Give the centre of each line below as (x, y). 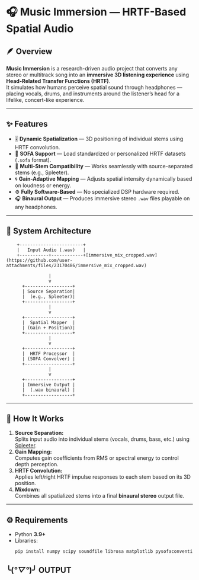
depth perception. (37, 464)
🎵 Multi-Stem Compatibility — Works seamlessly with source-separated (104, 166)
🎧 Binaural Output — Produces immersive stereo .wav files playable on (102, 198)
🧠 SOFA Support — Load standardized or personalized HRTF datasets (100, 153)
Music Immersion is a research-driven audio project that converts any (92, 68)
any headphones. (36, 207)
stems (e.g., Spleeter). (42, 172)
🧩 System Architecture (49, 231)
